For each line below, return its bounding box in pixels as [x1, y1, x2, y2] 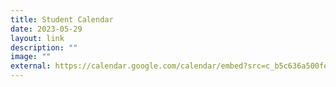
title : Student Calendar [10, 14, 114, 25]
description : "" [10, 42, 78, 53]
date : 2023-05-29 [10, 24, 83, 34]
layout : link [10, 33, 65, 43]
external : [10, 61, 52, 71]
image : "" [10, 52, 52, 62]
